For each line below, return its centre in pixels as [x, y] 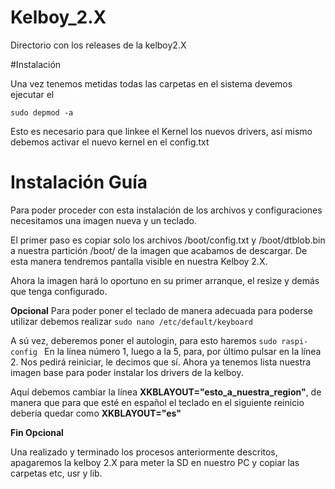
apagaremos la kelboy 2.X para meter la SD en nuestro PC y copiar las [155, 462]
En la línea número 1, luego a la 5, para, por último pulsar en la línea [183, 351]
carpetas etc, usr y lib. [56, 473]
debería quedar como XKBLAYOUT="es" [96, 413]
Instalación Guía [79, 182]
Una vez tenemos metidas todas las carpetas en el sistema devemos [151, 83]
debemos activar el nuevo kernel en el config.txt [110, 142]
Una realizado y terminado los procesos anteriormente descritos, [144, 452]
